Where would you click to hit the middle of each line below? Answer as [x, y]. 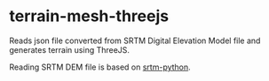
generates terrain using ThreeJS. [70, 49]
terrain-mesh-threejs [89, 16]
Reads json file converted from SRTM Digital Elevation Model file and [135, 40]
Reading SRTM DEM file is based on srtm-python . [100, 67]
